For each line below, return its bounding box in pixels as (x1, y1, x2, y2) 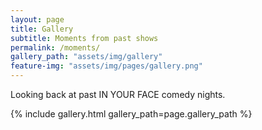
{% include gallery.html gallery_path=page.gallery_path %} (10, 108, 253, 120)
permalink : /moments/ (10, 42, 101, 53)
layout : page (10, 14, 65, 25)
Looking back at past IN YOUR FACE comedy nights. (10, 89, 226, 100)
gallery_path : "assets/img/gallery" (10, 52, 163, 62)
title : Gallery (10, 24, 74, 34)
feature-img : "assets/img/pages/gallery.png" (10, 61, 203, 71)
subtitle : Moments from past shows (10, 33, 159, 43)
